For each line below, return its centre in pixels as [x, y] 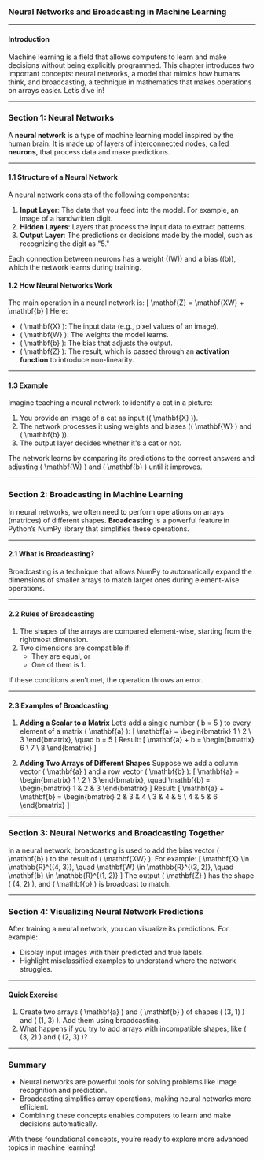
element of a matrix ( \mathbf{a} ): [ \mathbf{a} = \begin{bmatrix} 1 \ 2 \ [135, 731]
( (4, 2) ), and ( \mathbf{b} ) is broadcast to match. [90, 883]
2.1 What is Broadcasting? [51, 554]
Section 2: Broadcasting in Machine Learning [96, 495]
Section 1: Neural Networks [61, 118]
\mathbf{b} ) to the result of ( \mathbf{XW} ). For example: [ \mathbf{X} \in [129, 858]
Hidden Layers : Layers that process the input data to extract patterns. [133, 227]
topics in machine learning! [52, 1147]
